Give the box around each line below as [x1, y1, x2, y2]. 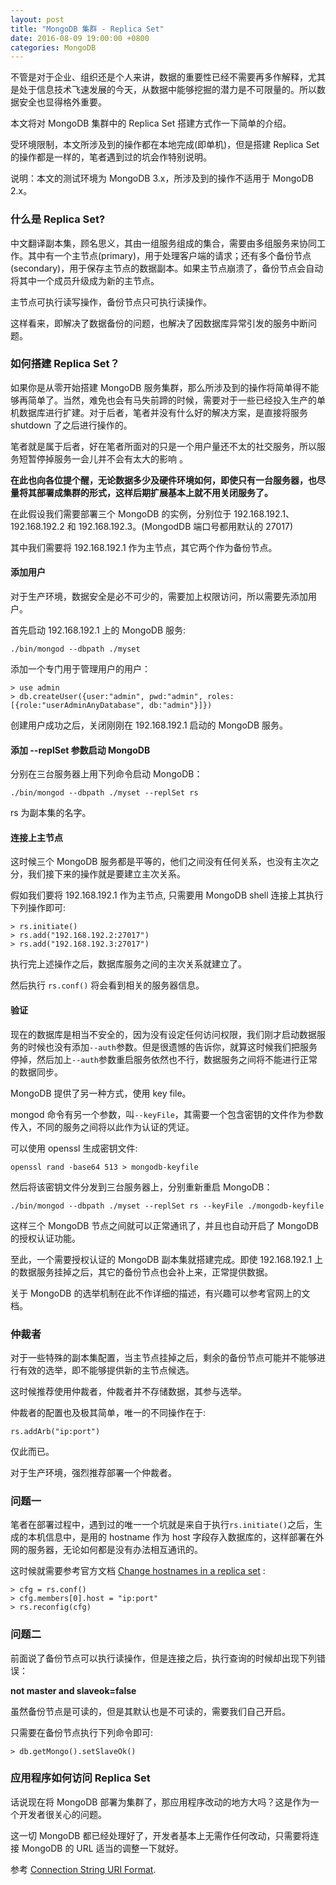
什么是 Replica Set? [10, 212, 106, 226]
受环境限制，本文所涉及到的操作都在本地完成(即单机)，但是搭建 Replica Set [10, 139, 320, 151]
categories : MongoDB [10, 42, 97, 53]
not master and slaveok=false [10, 1684, 137, 1696]
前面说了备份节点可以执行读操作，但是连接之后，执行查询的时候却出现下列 [10, 1652, 317, 1664]
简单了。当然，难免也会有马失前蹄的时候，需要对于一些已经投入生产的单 [27, 394, 326, 406]
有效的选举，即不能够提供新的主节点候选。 [18, 1364, 195, 1376]
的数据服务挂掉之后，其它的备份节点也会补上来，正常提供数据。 [10, 1266, 273, 1278]
